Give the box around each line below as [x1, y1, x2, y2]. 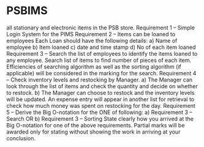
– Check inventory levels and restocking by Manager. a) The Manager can [6, 76, 193, 83]
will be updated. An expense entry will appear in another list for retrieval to [6, 96, 195, 103]
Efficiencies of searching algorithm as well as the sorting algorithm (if [6, 62, 182, 70]
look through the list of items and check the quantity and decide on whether [6, 82, 198, 89]
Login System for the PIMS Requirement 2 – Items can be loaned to [6, 30, 176, 37]
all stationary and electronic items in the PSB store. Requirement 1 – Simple [6, 24, 195, 31]
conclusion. [6, 134, 36, 141]
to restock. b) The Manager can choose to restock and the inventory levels [6, 89, 195, 96]
